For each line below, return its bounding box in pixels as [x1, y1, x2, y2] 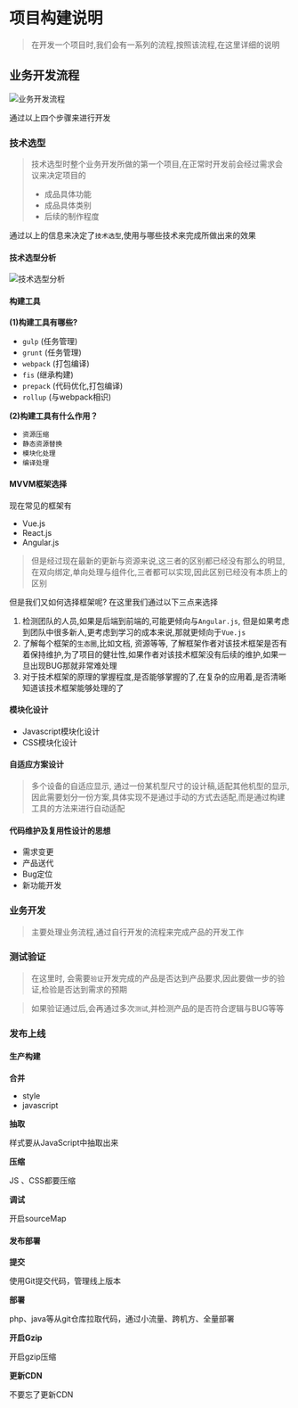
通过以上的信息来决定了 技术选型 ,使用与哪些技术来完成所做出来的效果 [9, 230, 256, 241]
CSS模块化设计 [21, 737, 77, 747]
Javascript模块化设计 [21, 726, 101, 737]
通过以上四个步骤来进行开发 [9, 112, 111, 123]
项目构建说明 [9, 8, 104, 29]
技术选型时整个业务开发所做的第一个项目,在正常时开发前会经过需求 [30, 159, 276, 169]
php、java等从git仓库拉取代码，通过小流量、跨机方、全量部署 [9, 1313, 235, 1324]
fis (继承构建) [21, 369, 74, 380]
